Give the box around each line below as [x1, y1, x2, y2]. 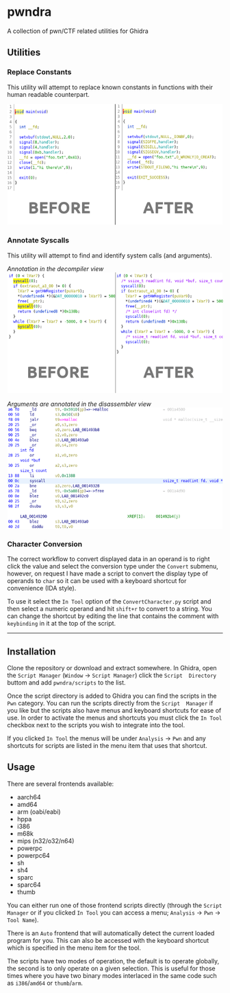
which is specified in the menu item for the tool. [7, 944, 142, 952]
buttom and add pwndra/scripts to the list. [7, 678, 126, 687]
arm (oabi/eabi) [16, 808, 61, 816]
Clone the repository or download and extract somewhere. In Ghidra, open [7, 663, 217, 672]
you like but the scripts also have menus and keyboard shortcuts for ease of [7, 706, 222, 714]
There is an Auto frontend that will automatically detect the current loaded [7, 928, 215, 937]
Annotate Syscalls [7, 236, 70, 245]
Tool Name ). [7, 915, 39, 924]
